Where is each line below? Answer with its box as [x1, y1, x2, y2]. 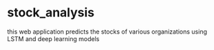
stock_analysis [7, 5, 95, 21]
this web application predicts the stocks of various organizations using [7, 27, 208, 36]
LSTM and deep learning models [7, 34, 100, 42]
